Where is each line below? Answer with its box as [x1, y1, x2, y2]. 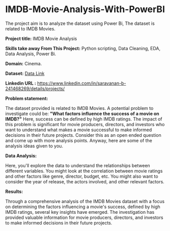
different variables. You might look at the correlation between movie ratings [5, 168, 163, 174]
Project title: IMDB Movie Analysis [5, 35, 77, 42]
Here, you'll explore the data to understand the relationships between [5, 162, 151, 168]
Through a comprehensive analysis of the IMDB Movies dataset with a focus [5, 198, 165, 204]
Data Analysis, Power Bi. [5, 51, 56, 57]
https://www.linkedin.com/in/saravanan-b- [37, 80, 126, 86]
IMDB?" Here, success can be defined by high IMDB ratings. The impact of [5, 115, 162, 122]
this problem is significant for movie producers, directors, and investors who [5, 121, 165, 127]
